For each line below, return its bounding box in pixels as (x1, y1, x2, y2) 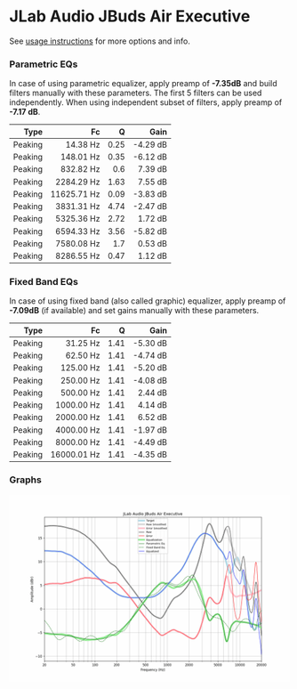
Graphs (9, 474, 42, 486)
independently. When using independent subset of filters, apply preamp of (9, 97, 283, 108)
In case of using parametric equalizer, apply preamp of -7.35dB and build (9, 78, 277, 89)
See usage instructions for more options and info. (9, 36, 191, 46)
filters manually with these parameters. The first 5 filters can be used (9, 87, 262, 99)
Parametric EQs (9, 58, 78, 70)
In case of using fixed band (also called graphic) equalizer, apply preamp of (9, 296, 286, 306)
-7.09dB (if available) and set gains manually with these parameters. (9, 305, 260, 316)
